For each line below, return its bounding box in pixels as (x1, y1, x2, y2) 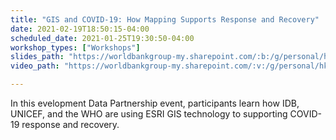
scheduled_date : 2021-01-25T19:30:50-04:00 (10, 33, 195, 43)
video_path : (10, 61, 60, 71)
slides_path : (10, 52, 65, 62)
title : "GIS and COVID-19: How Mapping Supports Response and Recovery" (10, 14, 320, 25)
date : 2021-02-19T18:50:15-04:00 (10, 24, 150, 34)
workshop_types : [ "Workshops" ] (10, 42, 141, 53)
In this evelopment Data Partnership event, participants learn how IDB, (10, 97, 300, 109)
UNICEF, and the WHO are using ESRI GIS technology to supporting (10, 108, 288, 120)
